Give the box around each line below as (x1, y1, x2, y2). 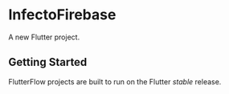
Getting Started (8, 55, 88, 69)
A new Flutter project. (8, 32, 80, 42)
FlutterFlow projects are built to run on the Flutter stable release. (8, 76, 222, 86)
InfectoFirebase (8, 6, 117, 24)
